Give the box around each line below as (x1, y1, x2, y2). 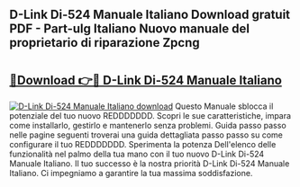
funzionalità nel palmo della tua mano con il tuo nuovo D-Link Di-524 (9, 148, 265, 159)
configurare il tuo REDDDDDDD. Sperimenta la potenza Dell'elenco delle (9, 139, 277, 149)
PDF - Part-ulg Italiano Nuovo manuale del (9, 22, 250, 37)
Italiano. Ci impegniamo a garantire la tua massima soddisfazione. (9, 168, 253, 178)
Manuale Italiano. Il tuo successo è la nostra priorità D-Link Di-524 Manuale (9, 158, 290, 169)
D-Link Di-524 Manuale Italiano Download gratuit (9, 7, 291, 22)
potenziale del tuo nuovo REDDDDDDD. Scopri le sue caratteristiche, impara (9, 111, 291, 120)
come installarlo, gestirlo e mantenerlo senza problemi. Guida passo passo (9, 120, 286, 130)
